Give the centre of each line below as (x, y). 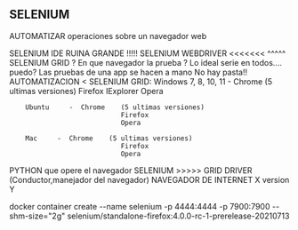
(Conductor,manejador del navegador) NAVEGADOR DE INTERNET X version (149, 179)
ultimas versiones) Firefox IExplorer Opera (86, 91)
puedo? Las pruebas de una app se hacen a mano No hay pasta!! (128, 72)
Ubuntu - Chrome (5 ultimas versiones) (115, 107)
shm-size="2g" (37, 216)
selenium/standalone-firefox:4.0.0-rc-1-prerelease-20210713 (178, 216)
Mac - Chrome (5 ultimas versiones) (109, 138)
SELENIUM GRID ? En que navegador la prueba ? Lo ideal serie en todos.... (146, 62)
